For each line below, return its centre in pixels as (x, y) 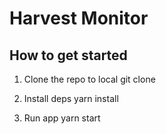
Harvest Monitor (79, 18)
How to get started (68, 55)
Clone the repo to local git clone (89, 79)
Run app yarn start (62, 118)
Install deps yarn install (71, 98)
